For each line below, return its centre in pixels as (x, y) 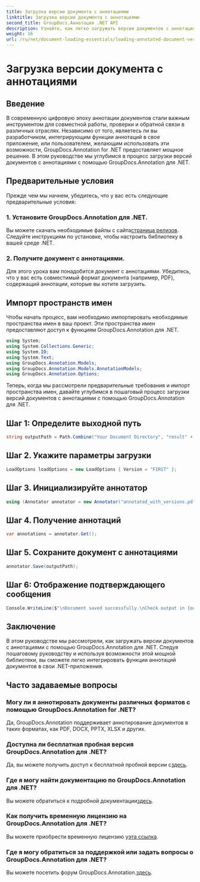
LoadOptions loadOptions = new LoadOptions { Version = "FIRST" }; (92, 469)
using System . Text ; (30, 357)
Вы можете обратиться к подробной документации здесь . (80, 801)
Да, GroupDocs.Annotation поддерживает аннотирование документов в (97, 722)
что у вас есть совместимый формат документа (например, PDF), (90, 277)
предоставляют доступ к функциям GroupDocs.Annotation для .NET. (93, 330)
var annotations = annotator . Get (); (51, 534)
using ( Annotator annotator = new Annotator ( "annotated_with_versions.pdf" (102, 502)
